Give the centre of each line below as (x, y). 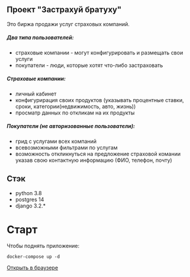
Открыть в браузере (33, 268)
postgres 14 (30, 199)
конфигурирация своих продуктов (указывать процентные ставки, (99, 100)
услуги (24, 59)
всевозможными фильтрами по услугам (66, 147)
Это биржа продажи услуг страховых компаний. (68, 24)
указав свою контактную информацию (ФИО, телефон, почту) (94, 160)
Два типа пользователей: (40, 37)
